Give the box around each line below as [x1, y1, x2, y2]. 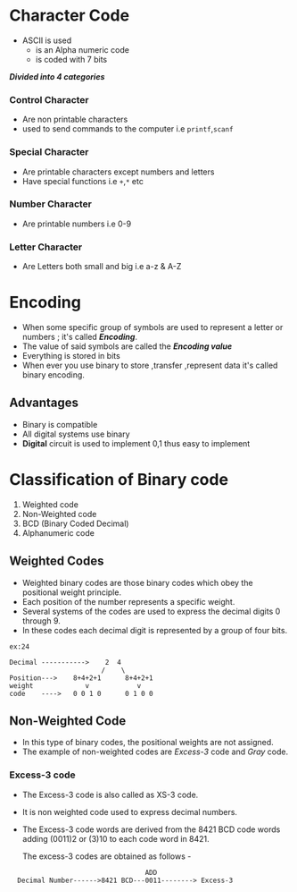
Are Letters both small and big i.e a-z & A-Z [21, 261, 182, 272]
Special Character [9, 146, 89, 158]
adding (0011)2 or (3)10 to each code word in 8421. [21, 833, 210, 844]
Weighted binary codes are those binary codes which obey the [21, 577, 253, 588]
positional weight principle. [21, 587, 122, 598]
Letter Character [9, 241, 83, 253]
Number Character [9, 198, 92, 210]
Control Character [9, 93, 89, 106]
